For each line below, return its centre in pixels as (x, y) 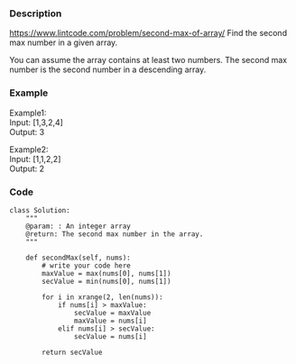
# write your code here (86, 265)
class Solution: (40, 210)
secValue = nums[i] (110, 336)
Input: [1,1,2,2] (35, 159)
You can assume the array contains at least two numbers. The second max (148, 60)
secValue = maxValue (112, 313)
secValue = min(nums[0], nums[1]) (106, 281)
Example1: (28, 113)
